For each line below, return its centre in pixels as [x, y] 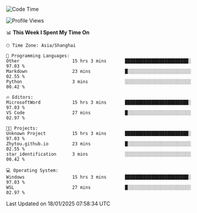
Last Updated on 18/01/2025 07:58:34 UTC [58, 204]
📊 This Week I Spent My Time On [48, 32]
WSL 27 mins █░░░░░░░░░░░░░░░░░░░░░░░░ [99, 188]
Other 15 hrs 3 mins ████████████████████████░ [99, 61]
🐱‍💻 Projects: [22, 128]
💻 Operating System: [32, 170]
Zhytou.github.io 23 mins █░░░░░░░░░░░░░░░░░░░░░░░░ [99, 144]
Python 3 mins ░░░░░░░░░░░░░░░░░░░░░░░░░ [99, 82]
